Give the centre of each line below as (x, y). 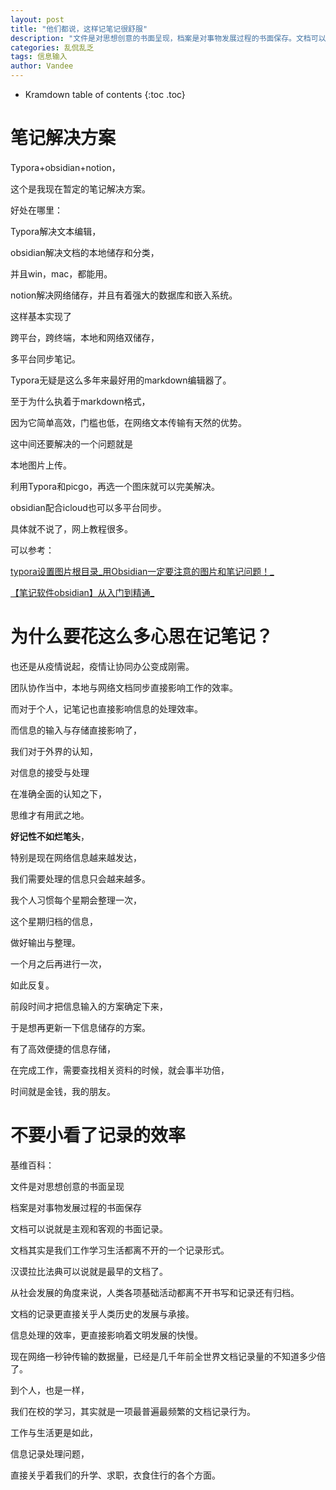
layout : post (37, 19)
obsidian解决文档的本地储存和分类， (85, 252)
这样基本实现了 (41, 316)
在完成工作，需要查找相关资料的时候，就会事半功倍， (120, 1070)
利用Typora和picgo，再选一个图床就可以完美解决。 (115, 486)
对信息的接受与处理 (50, 772)
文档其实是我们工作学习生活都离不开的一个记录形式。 (120, 1250)
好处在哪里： (36, 210)
